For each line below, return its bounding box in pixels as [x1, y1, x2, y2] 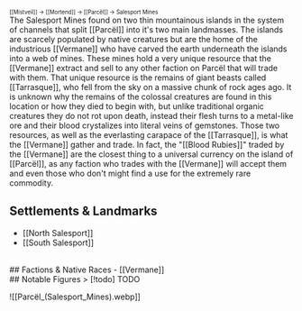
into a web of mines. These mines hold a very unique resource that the [9, 53, 272, 63]
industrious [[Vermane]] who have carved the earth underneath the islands [9, 43, 288, 54]
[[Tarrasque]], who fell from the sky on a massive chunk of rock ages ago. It [9, 82, 292, 92]
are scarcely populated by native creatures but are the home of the [9, 34, 259, 44]
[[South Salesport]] [22, 237, 95, 248]
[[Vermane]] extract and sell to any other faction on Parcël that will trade [9, 63, 278, 73]
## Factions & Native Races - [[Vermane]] [9, 264, 165, 275]
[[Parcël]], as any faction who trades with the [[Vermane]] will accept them [9, 159, 287, 169]
